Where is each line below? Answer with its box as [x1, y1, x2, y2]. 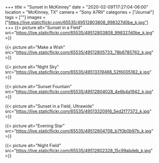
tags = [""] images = [5, 15, 46, 20]
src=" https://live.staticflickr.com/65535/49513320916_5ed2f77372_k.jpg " [5, 108, 152, 114]
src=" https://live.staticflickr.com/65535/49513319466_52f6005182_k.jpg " [5, 69, 152, 74]
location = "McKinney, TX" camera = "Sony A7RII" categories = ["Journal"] [5, 9, 154, 15]
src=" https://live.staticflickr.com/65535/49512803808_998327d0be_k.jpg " [5, 30, 154, 35]
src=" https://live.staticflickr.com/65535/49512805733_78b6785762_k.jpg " [5, 49, 154, 55]
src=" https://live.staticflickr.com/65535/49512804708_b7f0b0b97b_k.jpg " [5, 128, 154, 133]
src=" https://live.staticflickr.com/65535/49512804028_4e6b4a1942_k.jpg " [5, 89, 154, 94]
